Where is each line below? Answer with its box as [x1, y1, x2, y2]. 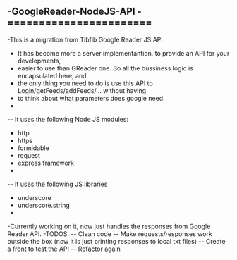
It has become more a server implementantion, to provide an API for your [17, 49, 230, 57]
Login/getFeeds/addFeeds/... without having [17, 86, 147, 94]
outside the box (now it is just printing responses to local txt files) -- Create [7, 237, 226, 245]
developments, [17, 56, 61, 65]
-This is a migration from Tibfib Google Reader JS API [7, 35, 164, 44]
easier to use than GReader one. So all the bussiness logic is [17, 63, 194, 73]
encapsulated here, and [17, 71, 87, 80]
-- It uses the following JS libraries [7, 180, 108, 188]
